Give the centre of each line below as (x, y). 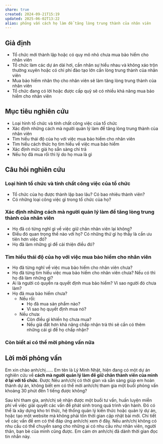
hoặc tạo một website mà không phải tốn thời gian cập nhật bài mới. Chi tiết (81, 416)
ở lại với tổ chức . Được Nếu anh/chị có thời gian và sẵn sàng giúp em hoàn (80, 380)
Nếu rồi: (27, 299)
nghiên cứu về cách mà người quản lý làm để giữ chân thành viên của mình (81, 375)
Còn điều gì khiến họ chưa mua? (59, 320)
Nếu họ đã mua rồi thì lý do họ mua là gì (52, 154)
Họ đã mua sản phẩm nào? (53, 304)
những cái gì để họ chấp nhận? (58, 330)
